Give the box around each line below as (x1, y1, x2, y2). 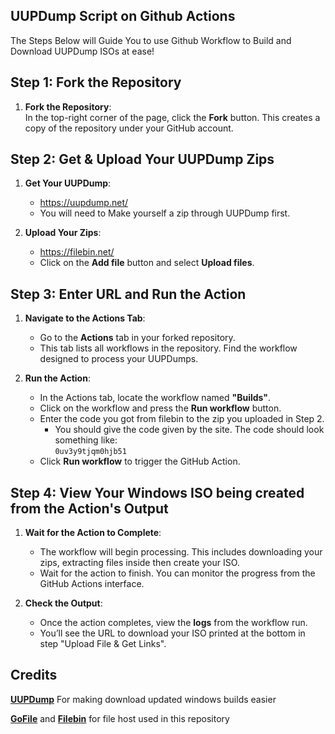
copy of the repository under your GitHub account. (24, 122, 234, 134)
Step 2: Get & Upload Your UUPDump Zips (10, 151, 275, 168)
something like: (54, 434, 118, 446)
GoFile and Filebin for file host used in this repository (10, 712, 230, 724)
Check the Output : (24, 597, 103, 609)
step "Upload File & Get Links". (39, 638, 167, 650)
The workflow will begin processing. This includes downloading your (39, 546, 323, 558)
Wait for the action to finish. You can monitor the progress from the (39, 567, 316, 579)
